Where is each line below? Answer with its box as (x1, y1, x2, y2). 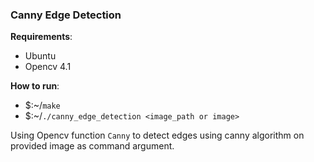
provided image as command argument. (10, 140, 175, 152)
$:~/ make (24, 99, 61, 112)
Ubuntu (24, 50, 57, 62)
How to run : (10, 80, 60, 92)
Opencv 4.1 (24, 61, 72, 73)
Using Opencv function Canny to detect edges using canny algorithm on (10, 129, 305, 142)
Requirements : (10, 31, 73, 43)
